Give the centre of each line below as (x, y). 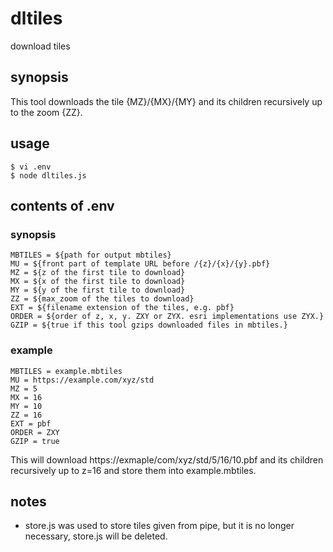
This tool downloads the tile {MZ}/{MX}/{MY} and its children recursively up (166, 101)
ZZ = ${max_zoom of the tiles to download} (102, 299)
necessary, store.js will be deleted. (96, 536)
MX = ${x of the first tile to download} (98, 282)
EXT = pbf (31, 423)
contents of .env (62, 205)
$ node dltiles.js (48, 175)
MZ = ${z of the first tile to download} (98, 273)
